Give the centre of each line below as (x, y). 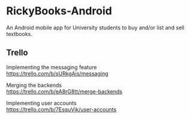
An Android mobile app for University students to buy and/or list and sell (95, 28)
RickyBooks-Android (59, 11)
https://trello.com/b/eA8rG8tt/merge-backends (64, 91)
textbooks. (19, 33)
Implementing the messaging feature (52, 67)
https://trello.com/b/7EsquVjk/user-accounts (61, 109)
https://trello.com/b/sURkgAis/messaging (58, 74)
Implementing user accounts (41, 103)
